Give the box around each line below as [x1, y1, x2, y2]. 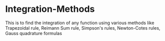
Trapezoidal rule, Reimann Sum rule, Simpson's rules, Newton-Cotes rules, [5, 25, 160, 31]
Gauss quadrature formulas [5, 30, 62, 36]
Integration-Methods [5, 3, 95, 15]
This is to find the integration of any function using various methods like [5, 20, 155, 26]
